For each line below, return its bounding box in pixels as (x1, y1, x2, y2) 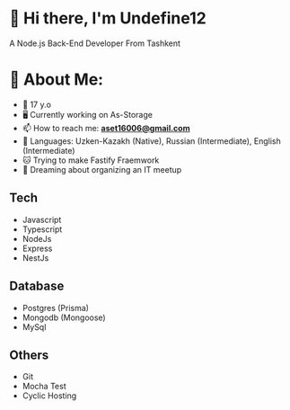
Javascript (22, 214, 62, 225)
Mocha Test (22, 381, 66, 392)
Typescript (22, 224, 63, 235)
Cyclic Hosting (22, 390, 77, 401)
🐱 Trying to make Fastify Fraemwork (22, 155, 160, 165)
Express (22, 243, 53, 254)
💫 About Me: (9, 69, 104, 90)
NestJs (22, 252, 49, 263)
